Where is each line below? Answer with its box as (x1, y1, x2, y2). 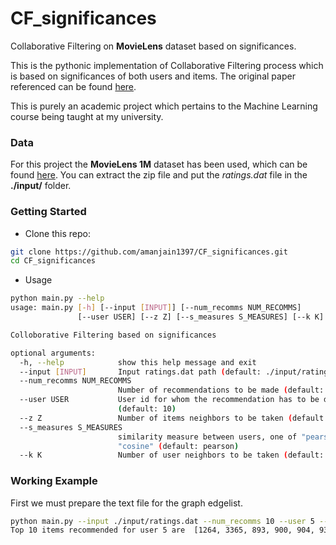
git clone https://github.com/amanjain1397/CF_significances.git (10, 247, 288, 257)
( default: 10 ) (117, 404, 177, 414)
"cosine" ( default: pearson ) (117, 441, 240, 451)
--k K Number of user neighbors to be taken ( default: (19, 450, 325, 461)
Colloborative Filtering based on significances (10, 330, 217, 340)
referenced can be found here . (10, 80, 137, 92)
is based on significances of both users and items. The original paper (10, 70, 296, 82)
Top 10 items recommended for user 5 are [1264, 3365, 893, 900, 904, (10, 525, 315, 536)
